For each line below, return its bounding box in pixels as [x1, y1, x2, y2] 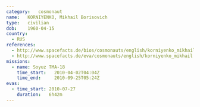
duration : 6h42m [17, 92, 62, 97]
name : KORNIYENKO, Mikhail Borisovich [6, 14, 108, 20]
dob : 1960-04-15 [6, 25, 55, 32]
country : [6, 31, 28, 37]
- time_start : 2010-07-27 [11, 86, 76, 92]
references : [6, 42, 36, 48]
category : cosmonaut [6, 8, 62, 15]
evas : [6, 81, 20, 87]
